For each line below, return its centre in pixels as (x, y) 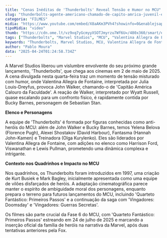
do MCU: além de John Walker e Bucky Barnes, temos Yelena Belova (89, 127)
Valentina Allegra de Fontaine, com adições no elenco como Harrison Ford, (82, 143)
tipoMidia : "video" (25, 28)
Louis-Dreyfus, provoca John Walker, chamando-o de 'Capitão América (79, 87)
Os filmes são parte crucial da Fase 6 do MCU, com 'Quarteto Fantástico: (80, 214)
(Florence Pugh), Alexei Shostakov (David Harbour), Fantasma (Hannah (78, 132)
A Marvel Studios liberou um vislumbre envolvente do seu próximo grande (81, 66)
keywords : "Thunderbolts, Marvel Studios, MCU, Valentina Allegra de (79, 42)
